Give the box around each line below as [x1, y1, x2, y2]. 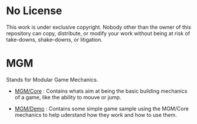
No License [6, 4, 63, 18]
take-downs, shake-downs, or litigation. [6, 36, 103, 43]
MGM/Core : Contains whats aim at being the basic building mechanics [14, 87, 188, 95]
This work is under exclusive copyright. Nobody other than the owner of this [6, 24, 192, 31]
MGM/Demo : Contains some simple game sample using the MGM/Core [14, 105, 189, 112]
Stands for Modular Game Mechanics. [6, 76, 98, 83]
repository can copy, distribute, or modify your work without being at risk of [6, 29, 191, 36]
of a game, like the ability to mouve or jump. [14, 93, 122, 100]
